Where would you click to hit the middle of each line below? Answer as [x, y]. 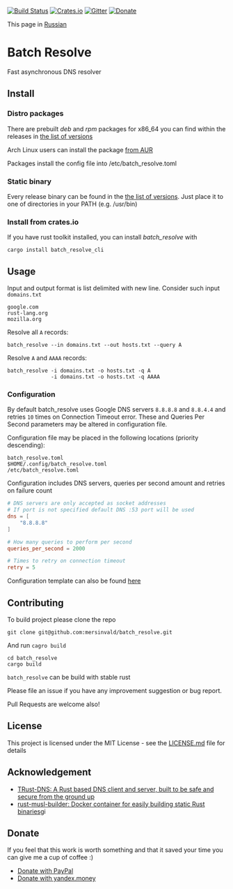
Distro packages [35, 114]
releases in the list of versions [50, 136]
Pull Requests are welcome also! [54, 704]
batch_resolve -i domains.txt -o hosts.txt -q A [79, 371]
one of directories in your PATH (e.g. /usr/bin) [72, 204]
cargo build [24, 664]
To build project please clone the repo [62, 620]
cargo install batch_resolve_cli [56, 250]
